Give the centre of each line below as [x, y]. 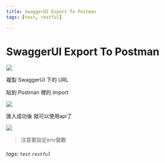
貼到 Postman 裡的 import [38, 92]
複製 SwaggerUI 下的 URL [38, 80]
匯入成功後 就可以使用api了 [39, 116]
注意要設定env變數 [43, 140]
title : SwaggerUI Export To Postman [51, 12]
